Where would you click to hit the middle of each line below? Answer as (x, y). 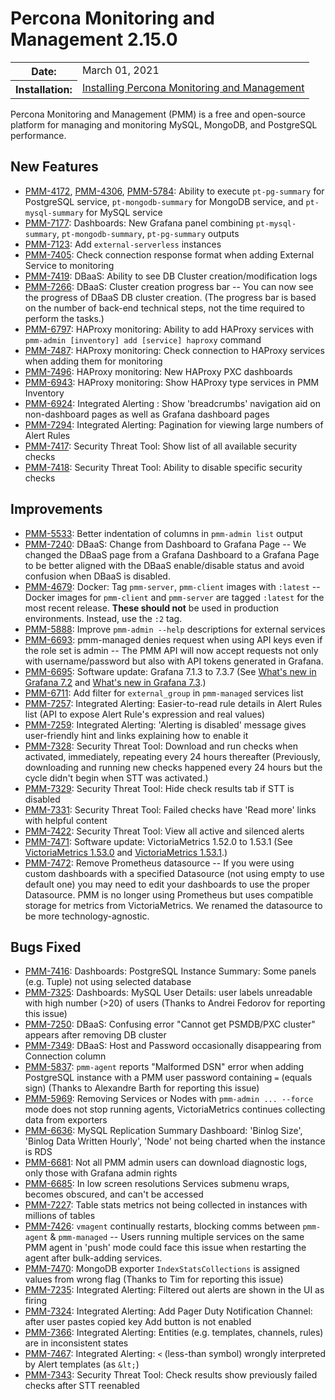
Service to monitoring (69, 265)
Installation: (44, 89)
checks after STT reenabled (82, 1386)
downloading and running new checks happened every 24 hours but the (173, 767)
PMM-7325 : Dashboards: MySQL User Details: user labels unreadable (168, 993)
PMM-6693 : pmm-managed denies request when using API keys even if (173, 639)
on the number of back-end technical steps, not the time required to (164, 308)
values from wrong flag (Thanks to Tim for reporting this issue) (154, 1279)
